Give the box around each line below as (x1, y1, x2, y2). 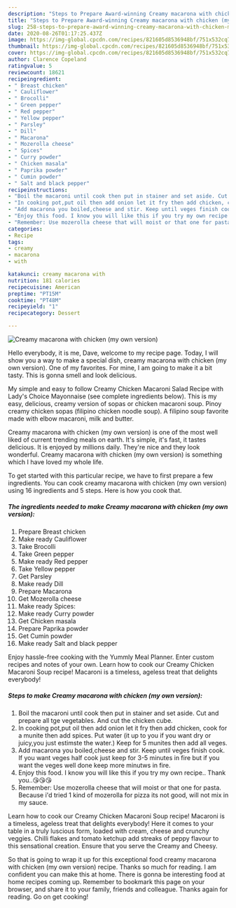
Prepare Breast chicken (18, 527, 86, 536)
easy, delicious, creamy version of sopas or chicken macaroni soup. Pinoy (8, 400, 222, 407)
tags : (8, 238, 24, 245)
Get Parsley (18, 572, 52, 581)
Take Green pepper (18, 550, 74, 558)
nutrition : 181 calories (8, 277, 81, 284)
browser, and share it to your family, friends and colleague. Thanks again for (8, 885, 228, 893)
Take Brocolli (18, 542, 56, 550)
